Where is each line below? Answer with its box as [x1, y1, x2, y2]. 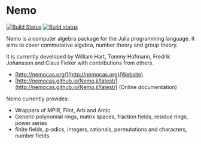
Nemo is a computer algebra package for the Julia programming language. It [6, 35, 195, 42]
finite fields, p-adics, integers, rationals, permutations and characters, [14, 125, 187, 133]
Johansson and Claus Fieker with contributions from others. [6, 59, 154, 66]
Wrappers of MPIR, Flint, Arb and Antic [14, 106, 111, 114]
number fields [14, 132, 50, 139]
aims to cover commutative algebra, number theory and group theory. [6, 41, 178, 48]
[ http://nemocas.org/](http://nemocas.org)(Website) [14, 71, 144, 78]
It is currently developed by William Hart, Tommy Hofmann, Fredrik [6, 53, 170, 60]
